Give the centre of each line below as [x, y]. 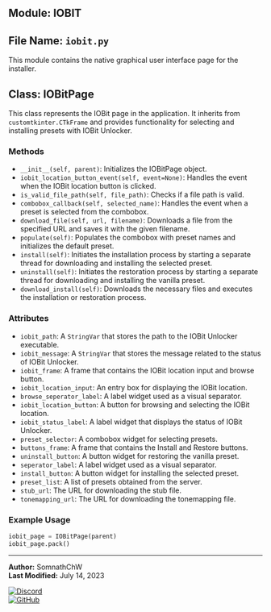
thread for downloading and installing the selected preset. [116, 263]
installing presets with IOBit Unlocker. [71, 131]
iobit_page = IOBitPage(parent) [63, 536]
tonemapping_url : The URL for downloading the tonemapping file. [128, 498]
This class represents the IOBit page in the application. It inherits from [124, 114]
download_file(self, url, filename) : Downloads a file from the [126, 220]
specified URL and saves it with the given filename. [105, 229]
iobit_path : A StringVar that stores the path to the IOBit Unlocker [129, 336]
